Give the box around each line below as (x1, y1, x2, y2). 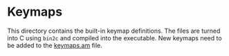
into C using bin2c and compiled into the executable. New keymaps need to (7, 33, 223, 42)
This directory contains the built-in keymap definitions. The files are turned (7, 27, 221, 35)
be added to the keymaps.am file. (7, 41, 102, 49)
